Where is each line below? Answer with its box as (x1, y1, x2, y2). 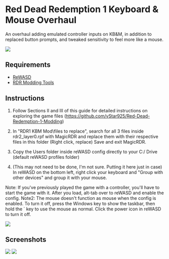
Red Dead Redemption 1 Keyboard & (5, 4, 159, 15)
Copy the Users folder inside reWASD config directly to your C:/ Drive (12, 148, 158, 155)
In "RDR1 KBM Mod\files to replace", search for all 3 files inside (12, 128, 144, 134)
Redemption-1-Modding (12, 118, 62, 124)
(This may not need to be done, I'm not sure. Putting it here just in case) (12, 163, 162, 170)
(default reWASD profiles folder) (12, 154, 79, 160)
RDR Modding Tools (12, 79, 54, 85)
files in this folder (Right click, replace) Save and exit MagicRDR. (12, 139, 147, 145)
